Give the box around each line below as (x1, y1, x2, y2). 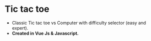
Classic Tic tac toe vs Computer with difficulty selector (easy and (11, 20, 147, 26)
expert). (11, 25, 28, 31)
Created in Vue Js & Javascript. (11, 30, 79, 36)
